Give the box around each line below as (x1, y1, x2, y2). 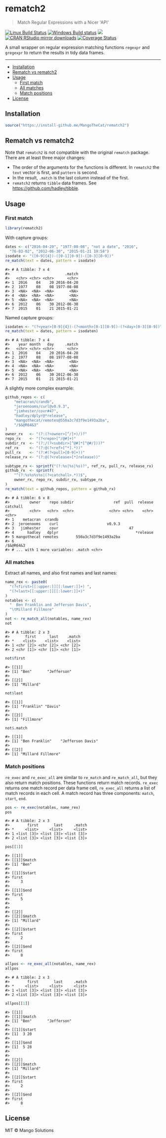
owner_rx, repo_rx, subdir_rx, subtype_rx (14, 478, 103, 482)
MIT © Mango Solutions (5, 1127, 54, 1133)
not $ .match (5, 725, 28, 731)
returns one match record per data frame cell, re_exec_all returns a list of (5, 785, 156, 791)
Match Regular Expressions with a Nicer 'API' (17, 19, 109, 25)
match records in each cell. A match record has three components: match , (5, 790, 155, 796)
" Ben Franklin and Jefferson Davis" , (9, 603, 92, 608)
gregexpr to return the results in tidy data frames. (5, 49, 105, 55)
